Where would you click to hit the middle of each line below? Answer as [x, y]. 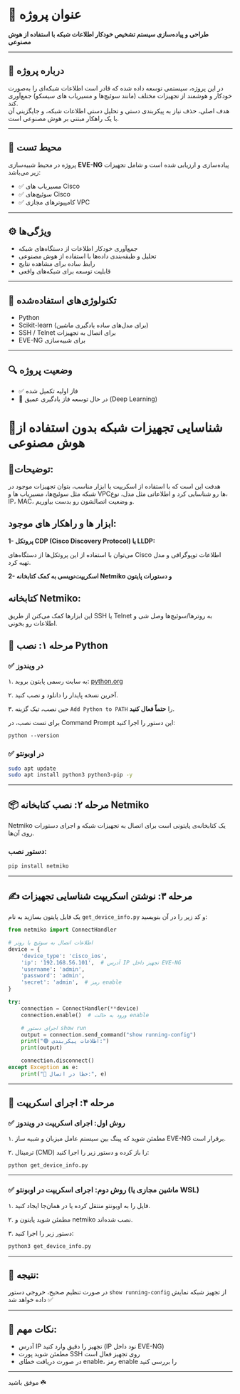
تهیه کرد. [20, 562]
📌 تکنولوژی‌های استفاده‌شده [62, 300]
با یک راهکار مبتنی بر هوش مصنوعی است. [64, 118]
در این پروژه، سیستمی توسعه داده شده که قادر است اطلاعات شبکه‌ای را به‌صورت [116, 88]
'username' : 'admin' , [53, 969]
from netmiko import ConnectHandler [62, 930]
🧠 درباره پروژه [36, 71]
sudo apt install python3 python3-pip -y [71, 775]
